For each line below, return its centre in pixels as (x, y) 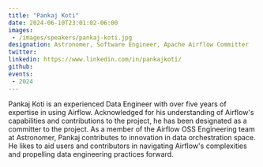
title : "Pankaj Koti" (44, 15)
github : (21, 67)
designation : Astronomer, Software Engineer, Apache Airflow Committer (128, 45)
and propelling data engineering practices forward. (91, 154)
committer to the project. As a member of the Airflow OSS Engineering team (131, 129)
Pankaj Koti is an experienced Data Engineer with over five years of (117, 104)
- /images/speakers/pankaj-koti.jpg (72, 37)
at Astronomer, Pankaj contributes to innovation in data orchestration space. (132, 137)
